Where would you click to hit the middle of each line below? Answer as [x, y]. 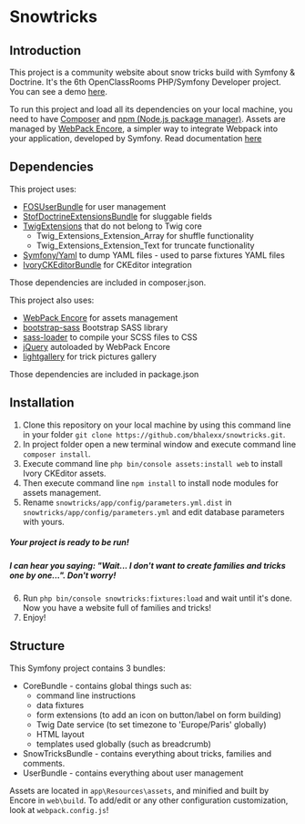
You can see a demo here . [58, 92]
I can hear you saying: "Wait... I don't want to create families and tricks [148, 565]
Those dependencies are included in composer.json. [108, 282]
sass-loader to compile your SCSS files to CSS [110, 337]
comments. [44, 763]
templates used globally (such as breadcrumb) [124, 744]
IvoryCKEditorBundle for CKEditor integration [107, 264]
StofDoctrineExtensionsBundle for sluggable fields [117, 216]
